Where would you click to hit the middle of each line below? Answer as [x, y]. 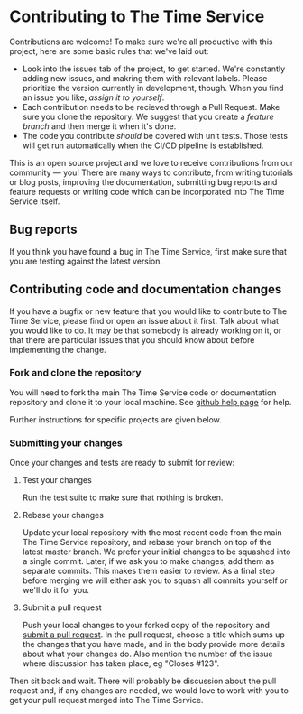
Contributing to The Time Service [137, 17]
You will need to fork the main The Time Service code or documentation [143, 392]
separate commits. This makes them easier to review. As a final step [148, 571]
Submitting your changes [66, 442]
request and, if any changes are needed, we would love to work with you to [149, 691]
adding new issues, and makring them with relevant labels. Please [145, 78]
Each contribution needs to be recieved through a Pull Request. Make [151, 107]
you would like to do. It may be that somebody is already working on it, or [146, 330]
